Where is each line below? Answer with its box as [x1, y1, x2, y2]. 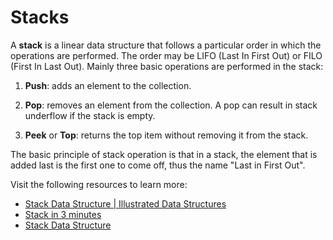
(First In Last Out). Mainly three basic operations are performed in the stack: [10, 60, 324, 72]
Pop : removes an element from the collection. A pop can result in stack [24, 99, 318, 111]
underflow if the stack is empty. [24, 109, 156, 121]
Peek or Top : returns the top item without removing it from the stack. [24, 129, 309, 141]
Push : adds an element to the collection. [24, 79, 192, 91]
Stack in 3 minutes [24, 208, 102, 220]
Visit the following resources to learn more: [10, 178, 188, 190]
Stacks [10, 6, 70, 29]
